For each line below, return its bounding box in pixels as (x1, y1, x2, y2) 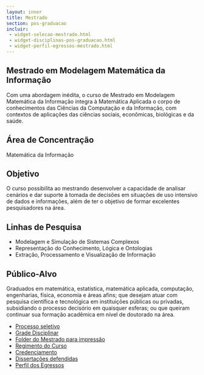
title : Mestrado (6, 15, 47, 21)
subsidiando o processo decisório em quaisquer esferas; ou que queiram (6, 304, 190, 312)
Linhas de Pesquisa (6, 222, 82, 232)
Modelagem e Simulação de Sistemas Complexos (15, 238, 139, 246)
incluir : (6, 26, 29, 32)
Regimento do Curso (15, 342, 67, 349)
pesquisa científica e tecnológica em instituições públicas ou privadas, (6, 298, 184, 305)
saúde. (6, 117, 24, 124)
